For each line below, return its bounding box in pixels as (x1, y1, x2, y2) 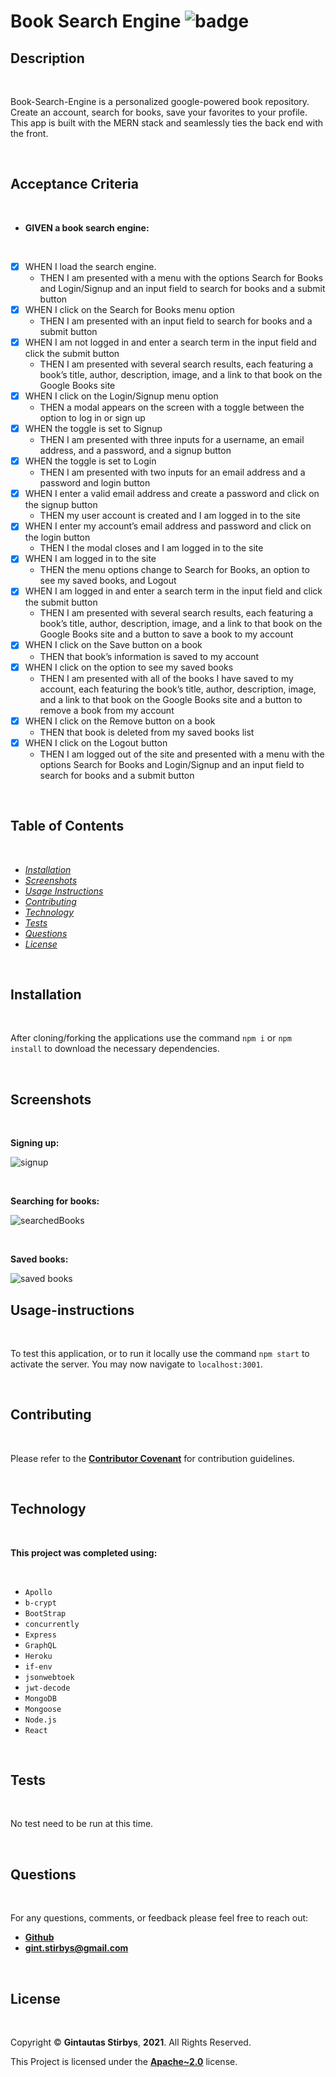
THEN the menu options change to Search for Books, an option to (39, 564, 310, 576)
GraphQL (24, 1640, 57, 1650)
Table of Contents (10, 818, 125, 835)
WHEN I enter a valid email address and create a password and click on (24, 488, 320, 500)
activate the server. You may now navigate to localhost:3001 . (10, 1358, 263, 1370)
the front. (10, 128, 49, 139)
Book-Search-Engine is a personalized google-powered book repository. (10, 96, 310, 107)
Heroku (24, 1651, 53, 1661)
